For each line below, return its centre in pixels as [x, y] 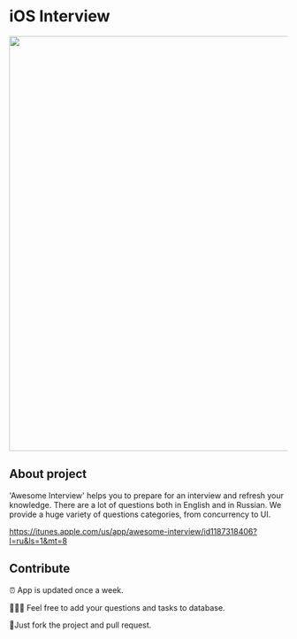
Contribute [40, 569]
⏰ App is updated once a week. [66, 589]
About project [48, 474]
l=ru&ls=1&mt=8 [38, 541]
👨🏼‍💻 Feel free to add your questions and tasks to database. [117, 607]
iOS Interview [60, 16]
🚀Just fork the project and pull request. [80, 625]
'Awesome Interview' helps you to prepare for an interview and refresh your [147, 495]
